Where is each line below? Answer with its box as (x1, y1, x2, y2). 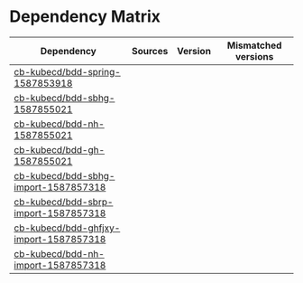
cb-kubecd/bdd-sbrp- (14, 195, 114, 208)
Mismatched (226, 39, 282, 52)
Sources (131, 44, 169, 57)
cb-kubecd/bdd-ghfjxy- (14, 222, 121, 234)
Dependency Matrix (9, 6, 161, 27)
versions (234, 50, 274, 62)
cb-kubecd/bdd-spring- (14, 65, 122, 78)
